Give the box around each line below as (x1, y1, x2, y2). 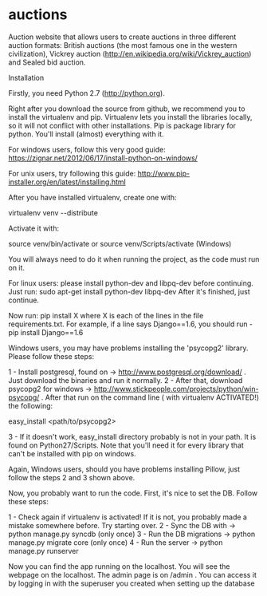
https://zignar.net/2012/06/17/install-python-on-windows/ (8, 153, 198, 163)
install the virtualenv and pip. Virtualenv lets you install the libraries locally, (8, 112, 253, 121)
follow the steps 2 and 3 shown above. (8, 472, 135, 482)
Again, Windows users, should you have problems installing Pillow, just (8, 464, 241, 474)
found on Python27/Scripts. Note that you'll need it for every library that (8, 440, 245, 450)
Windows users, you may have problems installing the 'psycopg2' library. (8, 343, 249, 353)
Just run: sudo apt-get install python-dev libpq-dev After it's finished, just (8, 286, 250, 296)
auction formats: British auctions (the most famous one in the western (8, 40, 238, 49)
